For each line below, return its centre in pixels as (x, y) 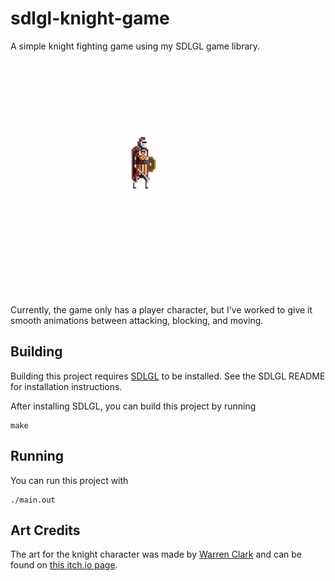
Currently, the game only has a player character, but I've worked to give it (161, 310)
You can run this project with (69, 480)
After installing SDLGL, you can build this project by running (133, 406)
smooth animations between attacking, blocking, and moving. (137, 320)
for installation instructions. (66, 386)
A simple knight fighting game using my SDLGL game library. (135, 46)
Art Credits (45, 530)
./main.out (33, 500)
